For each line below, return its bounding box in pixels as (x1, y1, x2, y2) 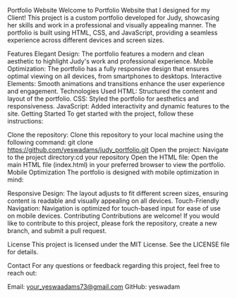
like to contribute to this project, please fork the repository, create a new (7, 219, 217, 228)
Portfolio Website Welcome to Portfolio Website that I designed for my (7, 6, 210, 14)
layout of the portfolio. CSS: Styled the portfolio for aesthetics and (7, 94, 200, 103)
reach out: (7, 269, 37, 277)
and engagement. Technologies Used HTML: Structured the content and (7, 87, 217, 95)
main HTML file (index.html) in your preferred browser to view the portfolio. (7, 161, 226, 168)
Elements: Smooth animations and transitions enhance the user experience (7, 80, 225, 87)
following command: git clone (7, 138, 94, 147)
